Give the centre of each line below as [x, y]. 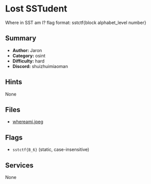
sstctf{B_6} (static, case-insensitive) [51, 149]
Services [19, 165]
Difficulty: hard [28, 61]
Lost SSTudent [36, 9]
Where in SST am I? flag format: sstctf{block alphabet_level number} [76, 22]
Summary [21, 38]
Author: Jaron [27, 50]
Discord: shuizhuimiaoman [40, 66]
